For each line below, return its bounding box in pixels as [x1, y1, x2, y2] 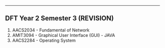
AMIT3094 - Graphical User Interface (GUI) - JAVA [12, 32, 115, 38]
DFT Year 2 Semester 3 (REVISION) [5, 14, 114, 22]
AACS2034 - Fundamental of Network [12, 27, 90, 33]
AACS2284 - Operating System [12, 37, 76, 43]
